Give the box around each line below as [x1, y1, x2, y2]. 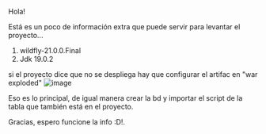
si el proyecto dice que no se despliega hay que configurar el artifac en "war [8, 70, 258, 78]
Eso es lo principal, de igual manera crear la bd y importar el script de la [8, 94, 243, 102]
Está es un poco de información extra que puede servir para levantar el [8, 22, 241, 31]
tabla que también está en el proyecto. [8, 102, 134, 111]
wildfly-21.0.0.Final [19, 46, 82, 55]
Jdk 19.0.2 [19, 55, 54, 63]
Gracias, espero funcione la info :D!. [8, 117, 125, 126]
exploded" [8, 78, 42, 87]
